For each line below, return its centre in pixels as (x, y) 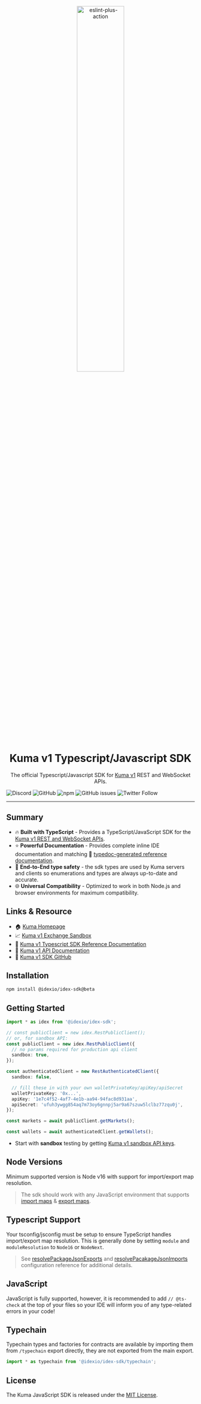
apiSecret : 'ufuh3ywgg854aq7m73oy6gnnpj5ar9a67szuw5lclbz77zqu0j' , (98, 1105)
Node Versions (34, 1162)
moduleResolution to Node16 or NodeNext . (55, 1247)
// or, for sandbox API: (37, 1038)
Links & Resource (39, 912)
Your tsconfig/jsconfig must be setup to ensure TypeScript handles (89, 1234)
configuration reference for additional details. (77, 1265)
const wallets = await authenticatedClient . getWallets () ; (80, 1132)
